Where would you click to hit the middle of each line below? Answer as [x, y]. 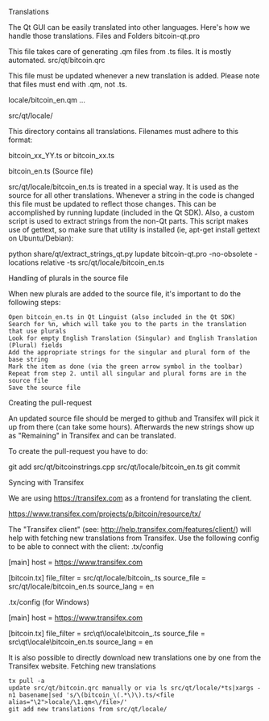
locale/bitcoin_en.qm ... [47, 100]
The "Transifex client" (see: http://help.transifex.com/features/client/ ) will [130, 529]
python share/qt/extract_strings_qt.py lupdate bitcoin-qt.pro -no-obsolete [130, 254]
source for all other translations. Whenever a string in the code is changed [132, 195]
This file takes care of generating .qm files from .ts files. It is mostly [120, 51]
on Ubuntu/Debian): [41, 238]
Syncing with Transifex [46, 482]
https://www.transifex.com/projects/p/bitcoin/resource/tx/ [105, 514]
